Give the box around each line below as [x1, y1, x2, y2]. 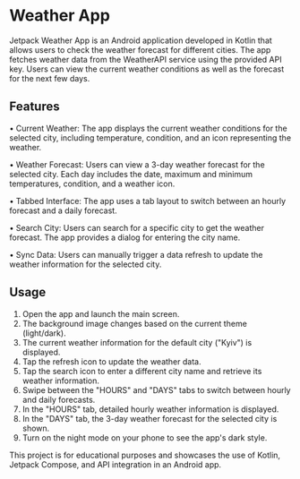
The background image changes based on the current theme [21, 318, 248, 329]
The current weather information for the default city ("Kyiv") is [21, 337, 253, 347]
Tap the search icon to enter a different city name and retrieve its [21, 365, 262, 376]
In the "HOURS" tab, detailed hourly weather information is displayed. [21, 404, 279, 415]
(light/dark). [21, 328, 66, 338]
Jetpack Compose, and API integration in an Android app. [9, 458, 222, 470]
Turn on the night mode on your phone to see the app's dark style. [21, 432, 268, 443]
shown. [21, 423, 50, 433]
